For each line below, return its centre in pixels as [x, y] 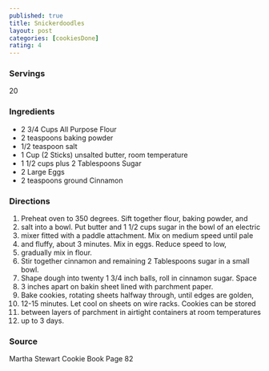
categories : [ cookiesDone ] [54, 38]
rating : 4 [26, 46]
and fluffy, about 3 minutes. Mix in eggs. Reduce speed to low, [124, 244]
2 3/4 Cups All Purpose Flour [68, 129]
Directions [30, 201]
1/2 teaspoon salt [49, 146]
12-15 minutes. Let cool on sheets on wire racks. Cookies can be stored [138, 304]
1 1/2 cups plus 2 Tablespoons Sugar [81, 163]
